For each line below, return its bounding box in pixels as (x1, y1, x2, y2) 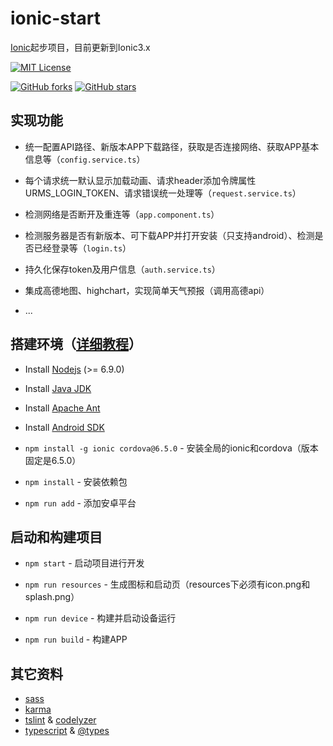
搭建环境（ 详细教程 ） (10, 336, 142, 353)
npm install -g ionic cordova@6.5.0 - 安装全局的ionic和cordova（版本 (24, 442, 319, 454)
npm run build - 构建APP (24, 633, 128, 646)
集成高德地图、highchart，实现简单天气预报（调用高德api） (24, 284, 270, 296)
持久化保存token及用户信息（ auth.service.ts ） (24, 263, 221, 275)
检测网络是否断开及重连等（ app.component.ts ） (24, 208, 220, 220)
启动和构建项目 (10, 528, 103, 546)
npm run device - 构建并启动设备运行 (24, 612, 177, 624)
